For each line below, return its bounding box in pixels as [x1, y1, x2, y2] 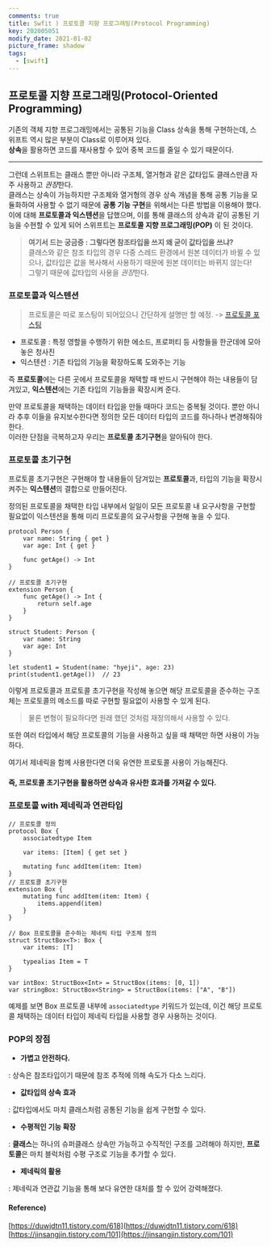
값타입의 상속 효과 [19, 1088, 77, 1097]
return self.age [37, 600, 92, 608]
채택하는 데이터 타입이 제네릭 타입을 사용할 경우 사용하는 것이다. [16, 1012, 217, 1021]
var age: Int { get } [23, 542, 95, 550]
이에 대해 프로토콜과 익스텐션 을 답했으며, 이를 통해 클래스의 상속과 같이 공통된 [8, 209, 252, 219]
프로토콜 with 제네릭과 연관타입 [8, 800, 123, 811]
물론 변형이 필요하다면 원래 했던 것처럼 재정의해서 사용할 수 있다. [27, 713, 231, 723]
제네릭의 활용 [19, 1166, 62, 1177]
